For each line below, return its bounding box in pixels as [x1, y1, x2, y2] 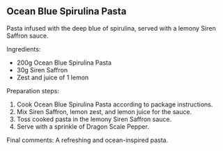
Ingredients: [6, 45, 41, 53]
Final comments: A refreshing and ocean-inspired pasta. [6, 136, 169, 144]
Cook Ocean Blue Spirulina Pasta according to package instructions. [16, 100, 213, 109]
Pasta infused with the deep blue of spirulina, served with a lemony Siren [6, 24, 217, 32]
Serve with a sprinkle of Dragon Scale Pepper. [16, 122, 149, 131]
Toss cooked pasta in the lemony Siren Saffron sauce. [16, 115, 172, 123]
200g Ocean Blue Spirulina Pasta [16, 58, 112, 67]
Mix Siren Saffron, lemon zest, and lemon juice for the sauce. [16, 107, 192, 116]
